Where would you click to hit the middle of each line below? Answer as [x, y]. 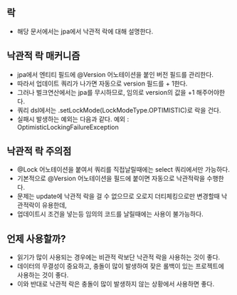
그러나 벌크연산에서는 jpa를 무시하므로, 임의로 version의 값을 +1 [106, 92]
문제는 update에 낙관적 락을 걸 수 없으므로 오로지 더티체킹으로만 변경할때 [118, 196]
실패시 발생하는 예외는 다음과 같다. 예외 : [73, 119]
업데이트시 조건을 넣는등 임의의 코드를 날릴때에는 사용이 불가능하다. [110, 214]
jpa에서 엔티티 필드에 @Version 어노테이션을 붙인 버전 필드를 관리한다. [115, 74]
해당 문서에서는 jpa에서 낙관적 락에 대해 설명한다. [85, 31]
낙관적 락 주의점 [39, 151]
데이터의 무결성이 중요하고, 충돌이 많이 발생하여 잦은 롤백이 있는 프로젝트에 [121, 266]
